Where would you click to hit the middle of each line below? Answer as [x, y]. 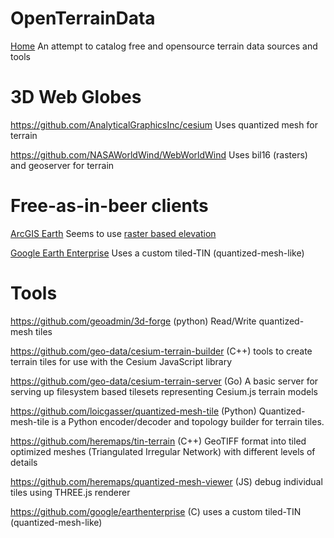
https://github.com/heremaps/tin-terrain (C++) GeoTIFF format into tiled [158, 441]
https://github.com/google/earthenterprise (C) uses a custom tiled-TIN [156, 511]
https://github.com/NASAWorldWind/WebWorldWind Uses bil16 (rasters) [159, 154]
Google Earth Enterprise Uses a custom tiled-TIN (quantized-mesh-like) [157, 253]
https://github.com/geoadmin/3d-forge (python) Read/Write [133, 321]
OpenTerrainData [83, 18]
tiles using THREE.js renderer [70, 492]
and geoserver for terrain [62, 165]
